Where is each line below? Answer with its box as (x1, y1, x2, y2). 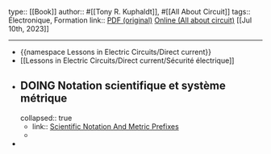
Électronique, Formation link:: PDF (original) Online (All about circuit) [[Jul (8, 15, 252, 25)
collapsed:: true (19, 113, 73, 123)
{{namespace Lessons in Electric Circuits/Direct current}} (19, 48, 212, 56)
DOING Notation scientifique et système (19, 79, 226, 93)
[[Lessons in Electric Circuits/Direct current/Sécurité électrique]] (19, 56, 235, 65)
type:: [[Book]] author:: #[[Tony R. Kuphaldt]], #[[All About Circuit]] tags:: (8, 7, 251, 16)
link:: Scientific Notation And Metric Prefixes (31, 121, 179, 131)
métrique (19, 92, 68, 106)
